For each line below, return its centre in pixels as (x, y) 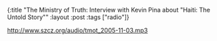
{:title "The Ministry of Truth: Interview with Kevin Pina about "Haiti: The (109, 10)
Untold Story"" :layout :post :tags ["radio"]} (68, 17)
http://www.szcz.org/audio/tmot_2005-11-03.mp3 (77, 30)
